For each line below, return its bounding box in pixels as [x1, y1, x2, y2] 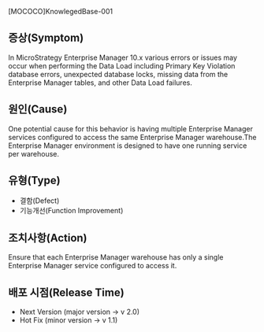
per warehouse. [8, 149, 59, 158]
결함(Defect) [19, 196, 60, 205]
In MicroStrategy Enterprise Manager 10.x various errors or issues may [8, 53, 238, 62]
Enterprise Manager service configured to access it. [8, 261, 177, 271]
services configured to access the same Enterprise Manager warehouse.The [8, 132, 257, 142]
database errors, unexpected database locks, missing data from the [8, 69, 229, 79]
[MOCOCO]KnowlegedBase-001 [8, 7, 113, 16]
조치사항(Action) [8, 231, 87, 245]
